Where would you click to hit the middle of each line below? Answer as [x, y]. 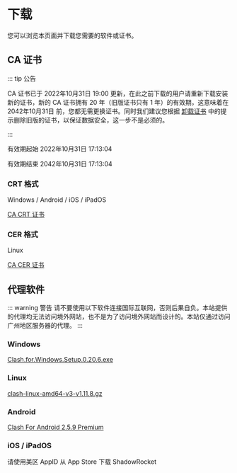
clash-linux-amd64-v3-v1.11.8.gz [55, 393]
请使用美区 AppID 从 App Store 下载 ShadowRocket [82, 462]
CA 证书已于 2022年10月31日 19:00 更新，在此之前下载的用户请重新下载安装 [118, 93]
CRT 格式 [23, 183]
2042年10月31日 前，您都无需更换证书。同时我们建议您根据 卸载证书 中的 [114, 111]
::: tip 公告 [22, 78]
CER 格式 [23, 234]
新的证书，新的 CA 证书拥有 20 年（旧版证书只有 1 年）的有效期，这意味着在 [118, 102]
